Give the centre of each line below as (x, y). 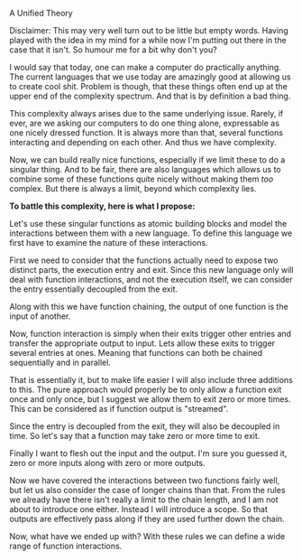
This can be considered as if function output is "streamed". (119, 409)
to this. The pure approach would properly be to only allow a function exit (146, 389)
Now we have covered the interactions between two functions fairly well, (145, 481)
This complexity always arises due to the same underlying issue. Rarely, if (146, 113)
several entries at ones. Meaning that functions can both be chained (136, 353)
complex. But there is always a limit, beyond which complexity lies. (133, 188)
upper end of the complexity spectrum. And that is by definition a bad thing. (150, 96)
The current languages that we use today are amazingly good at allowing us (150, 77)
